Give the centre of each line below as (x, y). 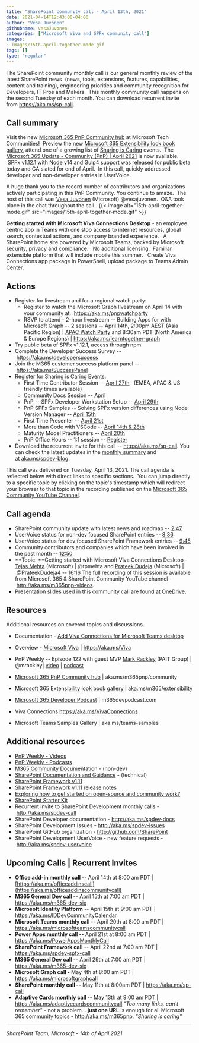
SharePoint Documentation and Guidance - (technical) (81, 775)
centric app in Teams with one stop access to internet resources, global (94, 230)
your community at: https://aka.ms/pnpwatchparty (86, 313)
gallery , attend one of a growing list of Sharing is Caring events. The (90, 150)
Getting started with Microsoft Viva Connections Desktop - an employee (97, 223)
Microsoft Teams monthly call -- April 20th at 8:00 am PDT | (89, 921)
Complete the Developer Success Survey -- (68, 351)
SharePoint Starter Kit (41, 800)
